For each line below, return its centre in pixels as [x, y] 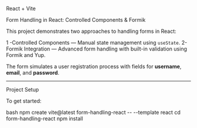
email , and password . [33, 73]
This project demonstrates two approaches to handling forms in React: [91, 31]
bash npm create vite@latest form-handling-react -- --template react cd [93, 112]
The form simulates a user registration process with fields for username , [94, 66]
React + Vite [21, 9]
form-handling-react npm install [45, 119]
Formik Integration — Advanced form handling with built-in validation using [97, 49]
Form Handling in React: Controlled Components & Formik [76, 20]
